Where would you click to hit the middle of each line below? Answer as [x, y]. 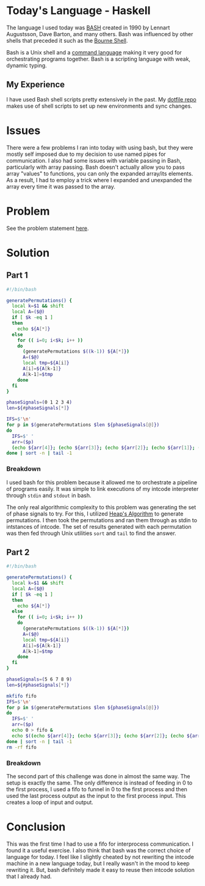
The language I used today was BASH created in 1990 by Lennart [88, 28]
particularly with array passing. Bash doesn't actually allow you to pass [95, 167]
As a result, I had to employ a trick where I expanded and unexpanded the [99, 180]
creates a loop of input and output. [50, 802]
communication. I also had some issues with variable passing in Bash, [94, 160]
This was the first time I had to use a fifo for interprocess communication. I [100, 844]
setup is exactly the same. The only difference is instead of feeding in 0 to [99, 783]
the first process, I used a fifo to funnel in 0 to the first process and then [97, 789]
